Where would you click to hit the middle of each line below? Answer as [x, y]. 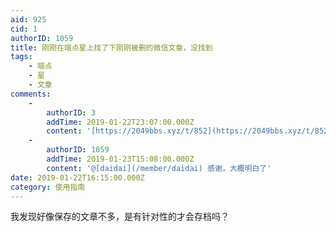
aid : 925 [28, 19]
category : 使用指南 [48, 187]
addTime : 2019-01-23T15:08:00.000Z [120, 159]
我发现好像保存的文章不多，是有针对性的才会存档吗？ [120, 217]
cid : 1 [24, 29]
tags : [21, 57]
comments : [31, 94]
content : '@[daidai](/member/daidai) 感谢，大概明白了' [159, 168]
